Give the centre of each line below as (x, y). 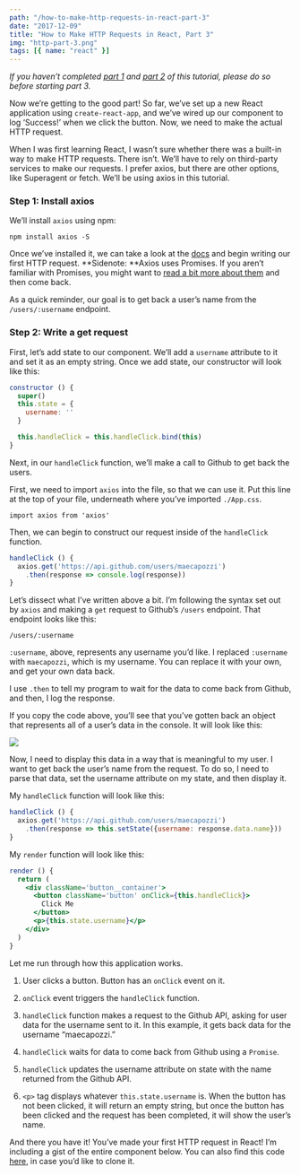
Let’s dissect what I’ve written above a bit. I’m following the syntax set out (145, 600)
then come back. (40, 283)
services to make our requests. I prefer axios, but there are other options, (144, 169)
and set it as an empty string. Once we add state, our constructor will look (146, 361)
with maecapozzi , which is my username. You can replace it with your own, (146, 662)
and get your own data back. (62, 671)
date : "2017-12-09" (46, 26)
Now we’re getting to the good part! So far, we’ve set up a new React (136, 103)
